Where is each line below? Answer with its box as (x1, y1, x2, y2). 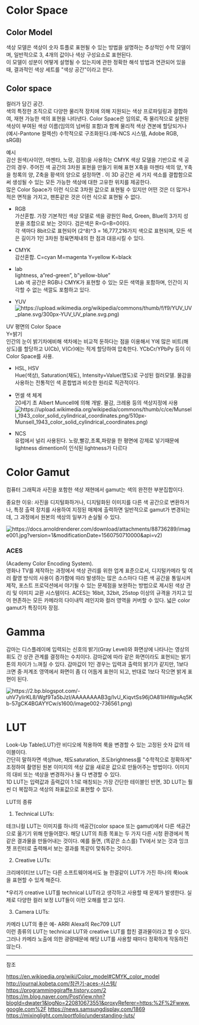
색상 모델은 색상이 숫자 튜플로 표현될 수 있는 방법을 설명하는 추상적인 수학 (6, 44, 175, 51)
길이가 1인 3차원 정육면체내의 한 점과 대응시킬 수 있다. (21, 234, 145, 241)
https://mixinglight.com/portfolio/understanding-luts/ (6, 1011, 135, 1019)
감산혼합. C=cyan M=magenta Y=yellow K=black (14, 253, 132, 260)
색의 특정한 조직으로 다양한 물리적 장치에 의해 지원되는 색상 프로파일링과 (6, 108, 172, 115)
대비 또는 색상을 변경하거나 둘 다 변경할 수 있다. (12, 771, 121, 778)
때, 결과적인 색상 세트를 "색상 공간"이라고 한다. (6, 66, 114, 73)
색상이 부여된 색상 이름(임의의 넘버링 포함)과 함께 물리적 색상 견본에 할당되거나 (6, 122, 187, 130)
